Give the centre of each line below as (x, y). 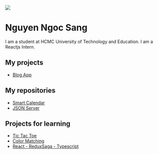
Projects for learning (38, 124)
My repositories (30, 91)
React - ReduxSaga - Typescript (45, 146)
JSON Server (26, 108)
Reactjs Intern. (20, 47)
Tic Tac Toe (24, 136)
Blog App (22, 75)
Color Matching (28, 141)
